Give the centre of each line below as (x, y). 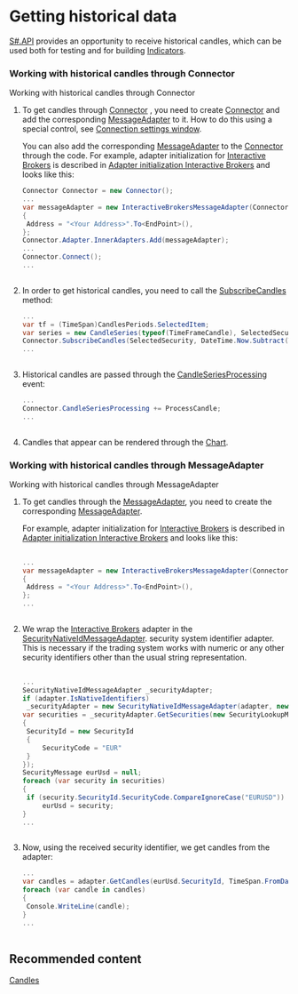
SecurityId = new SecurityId (80, 732)
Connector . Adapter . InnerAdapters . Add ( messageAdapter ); (125, 240)
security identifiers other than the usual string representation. (134, 657)
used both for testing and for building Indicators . (98, 50)
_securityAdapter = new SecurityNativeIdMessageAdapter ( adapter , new (157, 707)
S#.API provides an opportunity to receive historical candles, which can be (145, 41)
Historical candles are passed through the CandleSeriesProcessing (145, 374)
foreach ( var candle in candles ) (84, 890)
